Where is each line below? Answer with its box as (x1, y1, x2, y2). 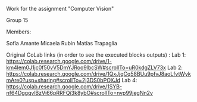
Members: (6, 28, 32, 35)
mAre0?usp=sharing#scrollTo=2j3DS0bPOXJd (6, 77, 121, 84)
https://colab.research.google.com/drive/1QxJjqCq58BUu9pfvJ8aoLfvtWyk (6, 70, 192, 77)
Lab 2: (167, 64, 183, 71)
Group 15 (6, 17, 29, 23)
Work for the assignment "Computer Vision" (6, 5, 114, 12)
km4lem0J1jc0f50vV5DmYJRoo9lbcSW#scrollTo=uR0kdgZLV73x (6, 64, 167, 71)
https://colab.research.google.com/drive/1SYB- (6, 83, 123, 90)
